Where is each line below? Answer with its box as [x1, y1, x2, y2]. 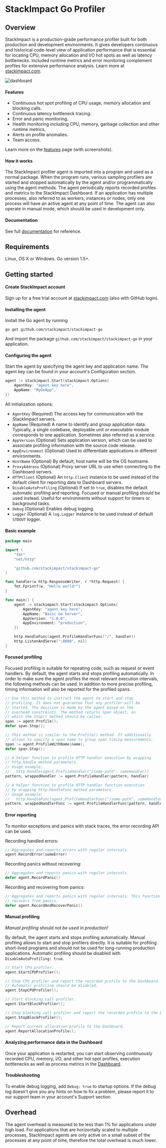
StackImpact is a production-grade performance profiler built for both [5, 36, 147, 42]
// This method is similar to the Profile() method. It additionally [5, 733, 152, 738]
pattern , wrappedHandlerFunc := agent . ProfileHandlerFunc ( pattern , [5, 801, 147, 806]
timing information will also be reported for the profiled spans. [5, 686, 131, 692]
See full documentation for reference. [5, 228, 82, 234]
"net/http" [14, 557, 37, 562]
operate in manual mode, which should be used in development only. [5, 206, 146, 212]
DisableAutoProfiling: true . [5, 955, 64, 961]
